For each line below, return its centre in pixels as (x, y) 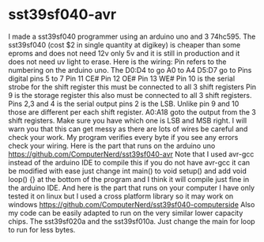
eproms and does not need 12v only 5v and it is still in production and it (124, 53)
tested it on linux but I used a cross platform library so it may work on (121, 196)
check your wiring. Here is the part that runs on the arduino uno (112, 146)
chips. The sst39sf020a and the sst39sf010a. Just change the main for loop (132, 221)
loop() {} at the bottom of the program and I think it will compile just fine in (129, 179)
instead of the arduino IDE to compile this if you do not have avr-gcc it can (129, 162)
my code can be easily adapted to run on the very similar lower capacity (126, 213)
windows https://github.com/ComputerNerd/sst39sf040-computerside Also (132, 204)
